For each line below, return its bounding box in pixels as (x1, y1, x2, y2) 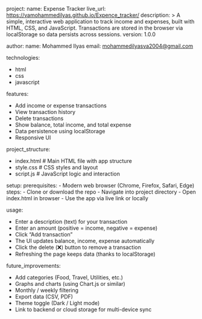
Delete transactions (14, 115, 64, 122)
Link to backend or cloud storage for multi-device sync (14, 306, 152, 313)
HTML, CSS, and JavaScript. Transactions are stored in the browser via (6, 24, 183, 31)
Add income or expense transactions (14, 102, 107, 109)
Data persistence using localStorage (14, 128, 106, 134)
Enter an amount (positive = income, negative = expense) (14, 224, 158, 232)
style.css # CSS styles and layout (14, 164, 98, 171)
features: (6, 90, 29, 97)
